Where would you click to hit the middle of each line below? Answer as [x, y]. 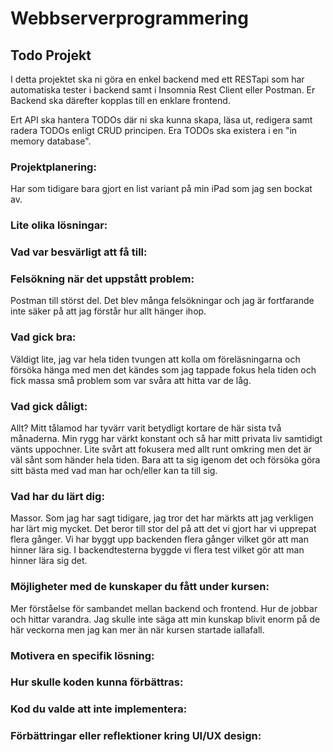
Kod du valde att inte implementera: [99, 709]
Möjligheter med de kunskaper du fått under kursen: [140, 587]
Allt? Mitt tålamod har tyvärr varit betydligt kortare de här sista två [146, 428]
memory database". [51, 141]
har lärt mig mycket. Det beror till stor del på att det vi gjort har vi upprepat [163, 529]
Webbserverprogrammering [129, 18]
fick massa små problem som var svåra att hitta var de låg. [131, 380]
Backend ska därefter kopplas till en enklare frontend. [120, 100]
